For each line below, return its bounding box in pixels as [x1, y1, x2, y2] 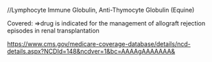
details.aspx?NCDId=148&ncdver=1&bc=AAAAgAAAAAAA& [7, 48, 176, 55]
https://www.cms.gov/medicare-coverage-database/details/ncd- [7, 40, 191, 48]
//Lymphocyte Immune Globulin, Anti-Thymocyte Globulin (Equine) [7, 6, 195, 14]
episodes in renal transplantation [7, 27, 99, 34]
